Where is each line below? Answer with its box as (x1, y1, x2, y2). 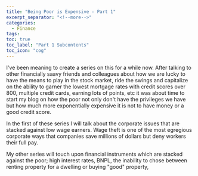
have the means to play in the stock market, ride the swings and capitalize (6, 76, 188, 84)
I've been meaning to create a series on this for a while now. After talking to (6, 64, 192, 71)
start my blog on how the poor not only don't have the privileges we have (6, 95, 186, 103)
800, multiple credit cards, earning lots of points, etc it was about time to (6, 89, 185, 96)
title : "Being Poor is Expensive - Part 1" (6, 8, 116, 15)
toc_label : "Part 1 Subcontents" (6, 42, 89, 48)
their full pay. (6, 138, 39, 146)
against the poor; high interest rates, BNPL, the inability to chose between (6, 156, 188, 164)
